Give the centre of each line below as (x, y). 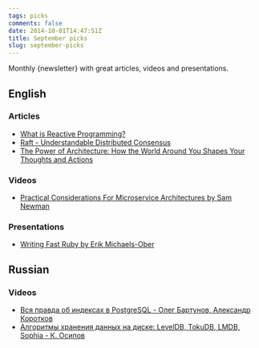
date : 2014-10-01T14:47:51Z (55, 30)
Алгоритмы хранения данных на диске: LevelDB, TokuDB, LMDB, (130, 327)
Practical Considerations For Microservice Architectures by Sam (126, 198)
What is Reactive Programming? (73, 134)
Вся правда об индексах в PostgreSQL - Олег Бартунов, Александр (135, 310)
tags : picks (28, 16)
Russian (29, 269)
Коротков (36, 318)
